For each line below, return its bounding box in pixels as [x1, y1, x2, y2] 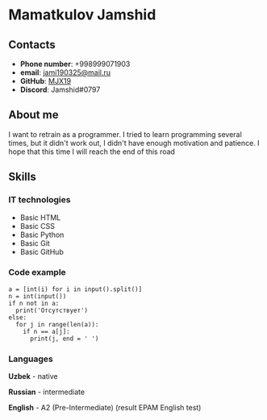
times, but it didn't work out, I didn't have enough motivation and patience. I [8, 138, 260, 148]
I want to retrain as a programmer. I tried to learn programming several [8, 129, 242, 139]
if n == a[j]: [23, 327, 70, 335]
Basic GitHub [19, 247, 65, 256]
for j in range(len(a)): [15, 320, 99, 328]
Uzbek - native [8, 372, 58, 381]
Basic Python [19, 230, 65, 239]
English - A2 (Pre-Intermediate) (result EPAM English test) [8, 403, 202, 413]
